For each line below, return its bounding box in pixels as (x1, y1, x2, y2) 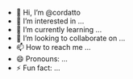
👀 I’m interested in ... (15, 16, 85, 26)
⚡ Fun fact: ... (15, 63, 60, 73)
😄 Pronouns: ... (15, 54, 69, 64)
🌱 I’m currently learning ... (15, 25, 102, 34)
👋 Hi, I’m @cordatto (15, 8, 81, 17)
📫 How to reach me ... (15, 43, 91, 52)
